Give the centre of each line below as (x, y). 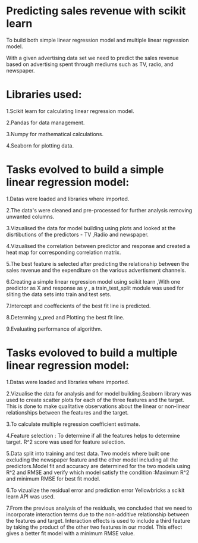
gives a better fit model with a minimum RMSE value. (70, 533)
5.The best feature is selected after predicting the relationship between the (98, 263)
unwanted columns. (30, 216)
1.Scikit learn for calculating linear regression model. (70, 111)
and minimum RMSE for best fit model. (53, 478)
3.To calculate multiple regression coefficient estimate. (73, 424)
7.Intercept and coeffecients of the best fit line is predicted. (78, 306)
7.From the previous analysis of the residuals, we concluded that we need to (99, 508)
